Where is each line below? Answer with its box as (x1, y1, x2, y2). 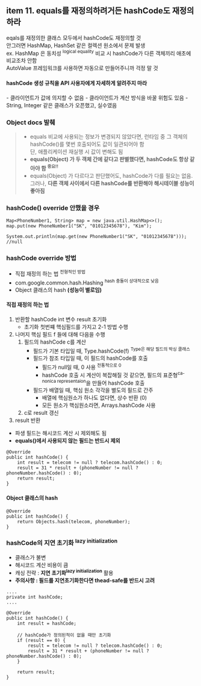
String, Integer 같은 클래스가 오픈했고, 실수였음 (6, 101, 117, 109)
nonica (42, 378, 57, 384)
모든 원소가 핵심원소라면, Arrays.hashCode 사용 (42, 401, 156, 409)
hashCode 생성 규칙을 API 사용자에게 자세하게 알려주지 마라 (6, 80, 147, 87)
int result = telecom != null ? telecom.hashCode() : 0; (17, 460, 163, 466)
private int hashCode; (6, 594, 63, 600)
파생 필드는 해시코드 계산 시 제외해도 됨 (14, 430, 107, 437)
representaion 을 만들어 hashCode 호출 (57, 378, 145, 386)
